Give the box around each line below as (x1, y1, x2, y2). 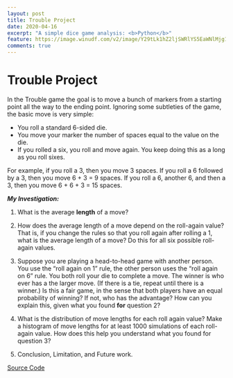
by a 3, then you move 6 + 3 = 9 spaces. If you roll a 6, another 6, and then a (7, 173, 226, 182)
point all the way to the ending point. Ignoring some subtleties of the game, (7, 102, 222, 111)
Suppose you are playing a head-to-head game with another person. (17, 257, 214, 265)
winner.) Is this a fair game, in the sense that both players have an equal (17, 286, 223, 295)
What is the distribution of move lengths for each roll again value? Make (17, 314, 223, 323)
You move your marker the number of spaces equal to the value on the (17, 130, 220, 139)
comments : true (7, 42, 51, 49)
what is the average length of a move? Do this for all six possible (17, 236, 202, 244)
